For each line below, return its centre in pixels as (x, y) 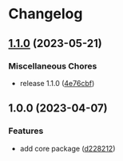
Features (26, 131)
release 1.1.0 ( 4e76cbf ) (57, 83)
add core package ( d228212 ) (67, 148)
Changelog (46, 14)
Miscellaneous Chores (53, 66)
